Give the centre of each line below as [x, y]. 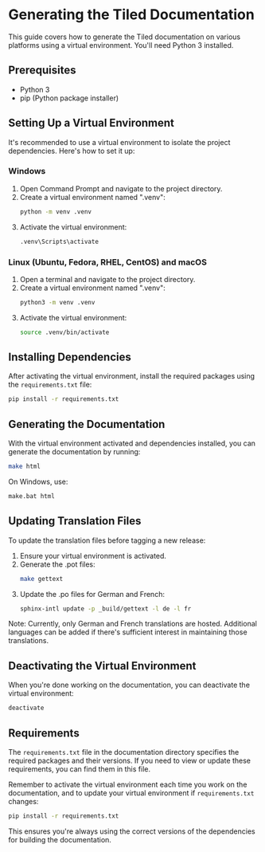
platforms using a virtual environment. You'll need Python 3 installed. [121, 45]
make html [25, 467]
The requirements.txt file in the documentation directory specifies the [124, 752]
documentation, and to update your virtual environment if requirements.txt [131, 793]
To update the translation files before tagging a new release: [107, 540]
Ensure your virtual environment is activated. [93, 556]
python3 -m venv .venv [57, 302]
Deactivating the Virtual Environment [102, 666]
